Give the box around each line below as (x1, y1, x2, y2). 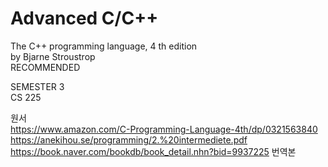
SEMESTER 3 (10, 80, 65, 92)
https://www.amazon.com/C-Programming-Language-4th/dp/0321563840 (10, 123, 318, 135)
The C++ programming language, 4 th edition (10, 40, 198, 52)
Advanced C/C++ (10, 7, 159, 30)
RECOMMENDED (10, 61, 81, 73)
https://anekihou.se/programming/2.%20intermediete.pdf (10, 133, 248, 146)
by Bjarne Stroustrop (10, 50, 96, 62)
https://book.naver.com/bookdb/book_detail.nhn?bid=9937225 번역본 (10, 145, 297, 157)
